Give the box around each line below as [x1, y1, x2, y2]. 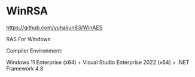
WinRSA [6, 4, 48, 18]
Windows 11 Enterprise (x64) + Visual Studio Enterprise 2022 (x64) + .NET [6, 58, 190, 66]
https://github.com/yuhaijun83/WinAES [6, 24, 103, 31]
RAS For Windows [6, 35, 51, 42]
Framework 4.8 [6, 64, 44, 72]
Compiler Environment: [6, 47, 63, 54]
